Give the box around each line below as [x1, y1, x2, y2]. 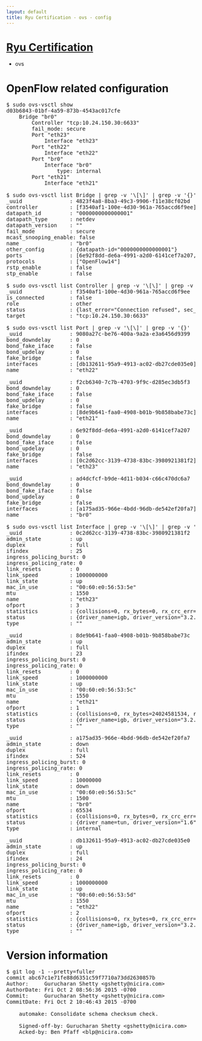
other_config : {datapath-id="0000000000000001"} [6, 246, 178, 253]
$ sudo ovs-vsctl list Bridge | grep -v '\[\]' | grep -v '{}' [6, 192, 197, 199]
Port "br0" [31, 156, 64, 163]
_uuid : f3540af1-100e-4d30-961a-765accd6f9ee [6, 288, 191, 296]
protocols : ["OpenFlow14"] [6, 258, 121, 265]
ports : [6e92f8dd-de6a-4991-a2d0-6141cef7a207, [6, 252, 197, 259]
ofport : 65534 [6, 807, 92, 814]
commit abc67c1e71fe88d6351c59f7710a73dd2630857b [6, 975, 156, 981]
